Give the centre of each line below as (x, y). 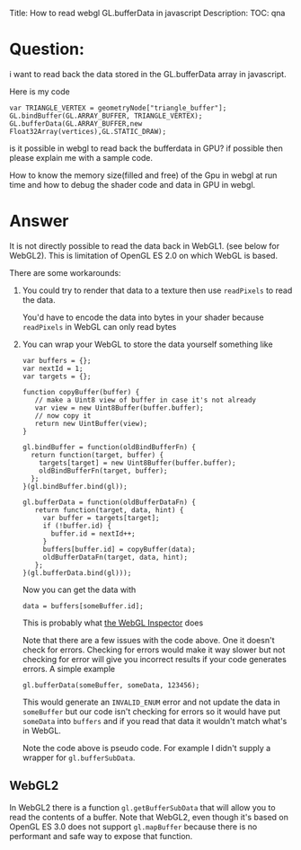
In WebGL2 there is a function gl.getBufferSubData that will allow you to (142, 807)
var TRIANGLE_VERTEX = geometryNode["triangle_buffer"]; (118, 108)
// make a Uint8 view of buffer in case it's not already (146, 400)
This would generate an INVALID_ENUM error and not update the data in (151, 702)
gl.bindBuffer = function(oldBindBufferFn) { (109, 447)
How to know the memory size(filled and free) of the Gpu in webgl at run (143, 175)
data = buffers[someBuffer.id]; (83, 606)
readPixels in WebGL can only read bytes (99, 326)
